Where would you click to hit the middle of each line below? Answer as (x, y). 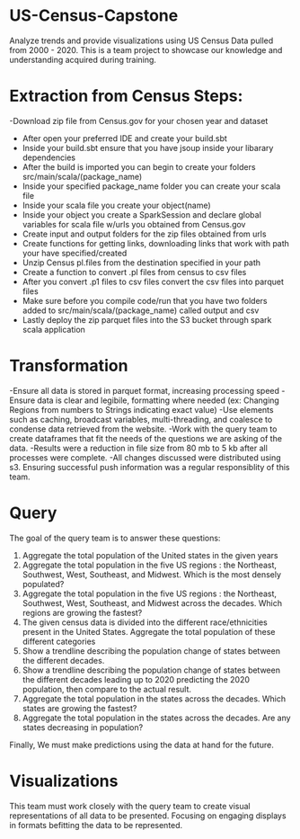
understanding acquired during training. (83, 59)
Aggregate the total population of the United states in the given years (150, 555)
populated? (43, 584)
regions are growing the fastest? (82, 612)
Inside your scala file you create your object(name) (116, 205)
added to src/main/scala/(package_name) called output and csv (141, 310)
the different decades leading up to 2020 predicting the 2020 (136, 679)
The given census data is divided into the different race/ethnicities (145, 622)
